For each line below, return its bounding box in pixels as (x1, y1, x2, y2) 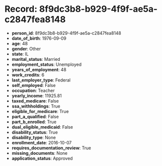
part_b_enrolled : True (11, 119, 57, 125)
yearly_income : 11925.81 (11, 92, 62, 99)
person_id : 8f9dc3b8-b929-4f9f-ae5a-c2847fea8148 (11, 30, 121, 36)
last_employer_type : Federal (11, 77, 71, 83)
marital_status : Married (11, 56, 60, 62)
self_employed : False (11, 82, 56, 88)
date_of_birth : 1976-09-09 (11, 35, 67, 41)
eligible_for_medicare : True (11, 108, 69, 114)
